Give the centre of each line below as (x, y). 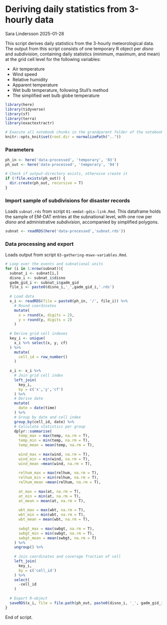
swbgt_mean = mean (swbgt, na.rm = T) (57, 538)
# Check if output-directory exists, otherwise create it (66, 174)
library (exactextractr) (30, 123)
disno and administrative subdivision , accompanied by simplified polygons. (82, 222)
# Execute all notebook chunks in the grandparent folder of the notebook (84, 132)
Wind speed (25, 74)
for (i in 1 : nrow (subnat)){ (34, 268)
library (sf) (17, 114)
